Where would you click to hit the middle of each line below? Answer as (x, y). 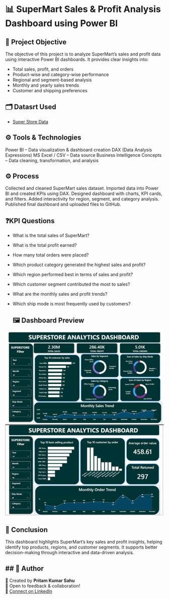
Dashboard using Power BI (62, 23)
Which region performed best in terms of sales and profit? (73, 275)
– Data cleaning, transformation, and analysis (52, 160)
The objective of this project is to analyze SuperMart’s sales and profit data (83, 54)
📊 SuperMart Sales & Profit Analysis (83, 9)
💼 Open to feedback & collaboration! (43, 586)
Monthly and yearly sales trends (46, 85)
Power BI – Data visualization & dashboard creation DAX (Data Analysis (79, 150)
